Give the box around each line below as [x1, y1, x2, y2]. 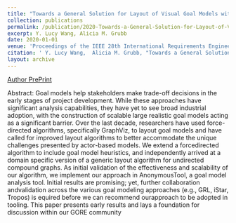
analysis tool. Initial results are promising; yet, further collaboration [7, 178, 200, 187]
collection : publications [7, 17, 83, 24]
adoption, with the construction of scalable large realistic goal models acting [7, 111, 228, 119]
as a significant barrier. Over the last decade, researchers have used [7, 119, 206, 127]
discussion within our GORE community [7, 208, 122, 216]
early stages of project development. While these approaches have [7, 96, 202, 104]
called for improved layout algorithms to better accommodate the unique [7, 133, 217, 142]
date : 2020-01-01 [7, 36, 58, 43]
